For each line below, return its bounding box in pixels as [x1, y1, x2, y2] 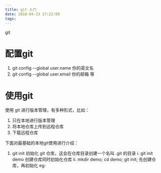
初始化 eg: [25, 163, 46, 169]
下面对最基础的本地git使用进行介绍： [5, 140, 79, 146]
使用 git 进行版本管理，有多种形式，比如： [5, 107, 90, 113]
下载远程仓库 [12, 130, 38, 135]
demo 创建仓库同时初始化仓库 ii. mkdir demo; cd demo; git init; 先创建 [12, 156, 152, 162]
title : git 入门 [5, 7, 37, 12]
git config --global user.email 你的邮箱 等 [12, 71, 95, 77]
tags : [5, 16, 16, 21]
